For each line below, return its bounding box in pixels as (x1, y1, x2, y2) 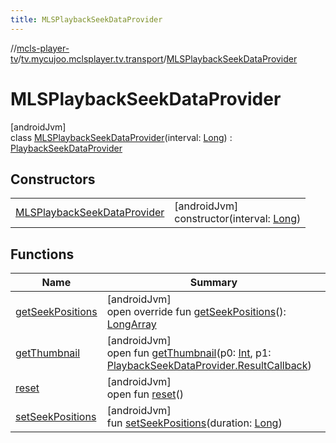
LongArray (106, 317, 157, 331)
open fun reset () (106, 387, 184, 401)
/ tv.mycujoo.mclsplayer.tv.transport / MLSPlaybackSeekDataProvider (17, 52, 298, 65)
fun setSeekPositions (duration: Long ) (106, 416, 283, 430)
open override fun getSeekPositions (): (106, 305, 287, 319)
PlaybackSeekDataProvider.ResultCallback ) (106, 359, 312, 373)
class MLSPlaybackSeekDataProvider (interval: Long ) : (10, 131, 233, 143)
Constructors (10, 171, 96, 188)
